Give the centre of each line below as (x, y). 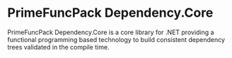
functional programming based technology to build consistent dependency (116, 39)
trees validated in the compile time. (58, 47)
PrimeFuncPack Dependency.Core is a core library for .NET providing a (111, 32)
